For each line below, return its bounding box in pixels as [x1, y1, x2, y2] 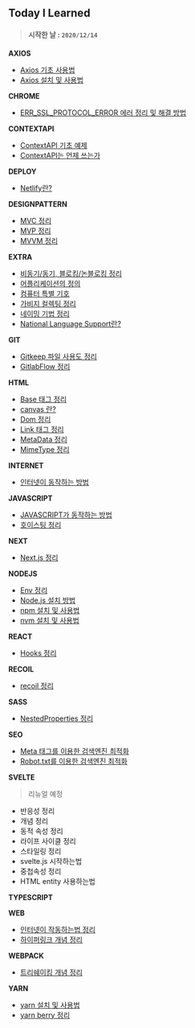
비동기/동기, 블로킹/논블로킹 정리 [19, 269, 123, 278]
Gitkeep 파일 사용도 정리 [19, 352, 98, 361]
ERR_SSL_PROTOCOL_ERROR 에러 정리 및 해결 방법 [19, 108, 187, 117]
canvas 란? [19, 404, 56, 413]
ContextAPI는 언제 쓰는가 [19, 150, 100, 160]
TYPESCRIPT [8, 892, 54, 902]
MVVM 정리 [19, 236, 59, 245]
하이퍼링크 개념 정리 [19, 935, 83, 944]
